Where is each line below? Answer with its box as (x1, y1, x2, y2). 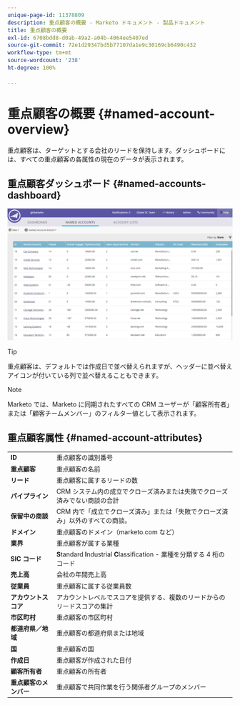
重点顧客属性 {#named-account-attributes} (7, 432, 204, 444)
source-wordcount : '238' (7, 57, 81, 64)
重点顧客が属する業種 (56, 539, 119, 547)
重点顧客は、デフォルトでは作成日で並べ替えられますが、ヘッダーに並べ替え (7, 361, 233, 371)
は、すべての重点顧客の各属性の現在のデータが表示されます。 (7, 154, 188, 164)
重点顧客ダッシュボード (7, 177, 111, 189)
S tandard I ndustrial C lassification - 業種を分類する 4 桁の (56, 550, 225, 559)
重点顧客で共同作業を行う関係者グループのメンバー (56, 683, 206, 691)
